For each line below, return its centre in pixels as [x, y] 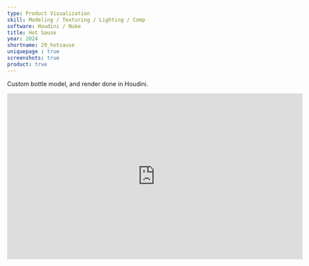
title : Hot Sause [32, 32]
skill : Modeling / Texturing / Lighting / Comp [76, 20]
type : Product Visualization [49, 13]
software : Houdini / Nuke [44, 26]
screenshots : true [33, 58]
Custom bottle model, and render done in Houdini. [78, 83]
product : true [27, 64]
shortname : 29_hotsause [41, 45]
